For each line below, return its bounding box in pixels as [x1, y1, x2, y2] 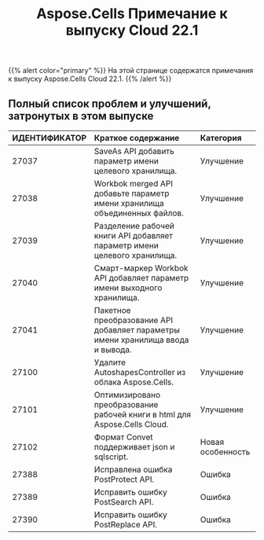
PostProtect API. [93, 474, 155, 484]
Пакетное [93, 305, 131, 315]
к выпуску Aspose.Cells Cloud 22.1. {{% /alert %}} [8, 74, 172, 83]
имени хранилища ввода [93, 335, 189, 345]
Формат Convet [93, 432, 153, 443]
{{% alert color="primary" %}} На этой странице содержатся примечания [8, 66, 254, 75]
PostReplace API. [93, 520, 158, 530]
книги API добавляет [93, 230, 174, 241]
